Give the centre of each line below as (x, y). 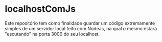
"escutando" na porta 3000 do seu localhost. (52, 34)
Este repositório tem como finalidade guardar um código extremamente (80, 23)
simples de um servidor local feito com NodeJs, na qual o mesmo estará (81, 28)
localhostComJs (40, 9)
